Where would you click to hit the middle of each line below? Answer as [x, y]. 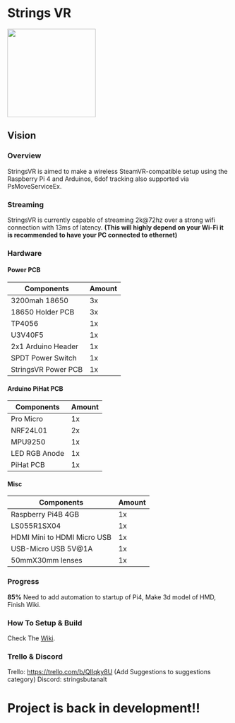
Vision [22, 136]
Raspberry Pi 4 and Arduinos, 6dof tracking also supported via [98, 179]
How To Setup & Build [45, 623]
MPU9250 [28, 442]
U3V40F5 [27, 335]
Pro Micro [27, 419]
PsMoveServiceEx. [35, 186]
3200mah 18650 [40, 300]
